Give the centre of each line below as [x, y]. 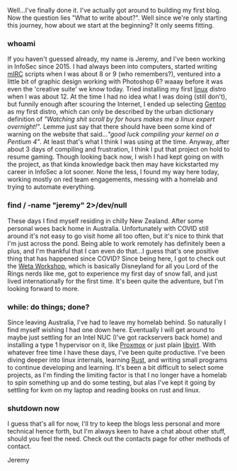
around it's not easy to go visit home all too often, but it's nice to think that [116, 236]
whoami [22, 43]
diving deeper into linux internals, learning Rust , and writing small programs [117, 360]
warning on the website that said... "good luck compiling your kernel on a [113, 135]
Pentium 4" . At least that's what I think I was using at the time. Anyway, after [118, 142]
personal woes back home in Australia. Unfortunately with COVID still [108, 228]
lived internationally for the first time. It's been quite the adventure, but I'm [116, 281]
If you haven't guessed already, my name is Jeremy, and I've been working [116, 59]
